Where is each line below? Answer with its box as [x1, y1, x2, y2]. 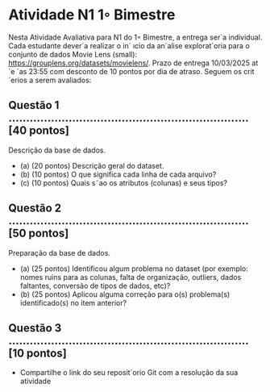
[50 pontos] [8, 227, 69, 240]
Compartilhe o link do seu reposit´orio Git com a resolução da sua [19, 368, 239, 377]
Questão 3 [8, 321, 62, 335]
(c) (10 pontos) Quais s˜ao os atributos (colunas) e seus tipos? [19, 177, 228, 187]
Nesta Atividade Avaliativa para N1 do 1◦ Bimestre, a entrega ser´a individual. [8, 32, 263, 42]
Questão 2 [8, 202, 62, 215]
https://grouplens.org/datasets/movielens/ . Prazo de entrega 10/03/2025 [8, 58, 251, 68]
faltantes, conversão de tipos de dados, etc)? [19, 281, 171, 290]
